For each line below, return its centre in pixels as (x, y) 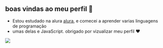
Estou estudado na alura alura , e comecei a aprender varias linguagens (85, 21)
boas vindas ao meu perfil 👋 (49, 9)
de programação (29, 26)
